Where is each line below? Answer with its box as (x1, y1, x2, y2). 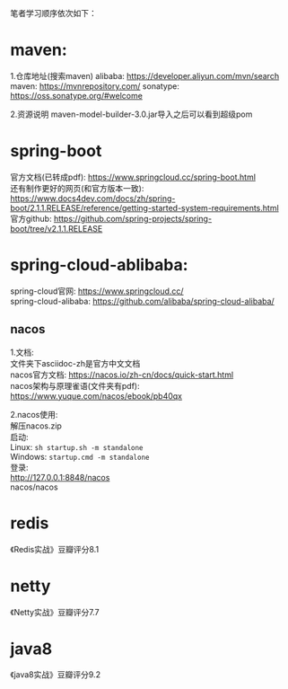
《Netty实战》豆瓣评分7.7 (10, 606, 100, 617)
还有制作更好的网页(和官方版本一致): (10, 182, 144, 193)
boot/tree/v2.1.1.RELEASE (10, 223, 103, 234)
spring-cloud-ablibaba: (10, 255, 188, 276)
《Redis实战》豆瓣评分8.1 (10, 543, 100, 554)
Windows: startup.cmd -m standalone (10, 451, 150, 462)
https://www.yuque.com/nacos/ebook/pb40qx (10, 390, 183, 402)
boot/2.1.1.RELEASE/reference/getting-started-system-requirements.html (10, 202, 279, 213)
